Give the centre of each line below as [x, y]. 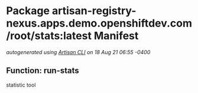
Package [28, 11]
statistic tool [21, 85]
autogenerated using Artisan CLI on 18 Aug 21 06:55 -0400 [78, 52]
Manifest [116, 36]
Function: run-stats [43, 71]
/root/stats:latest [49, 36]
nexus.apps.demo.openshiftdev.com [99, 23]
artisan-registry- [94, 11]
